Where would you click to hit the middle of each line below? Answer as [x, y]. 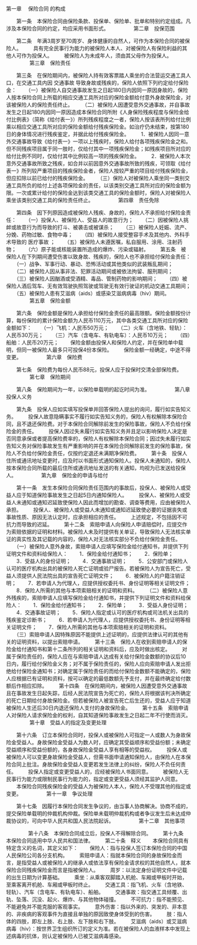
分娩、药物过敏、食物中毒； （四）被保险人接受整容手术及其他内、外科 [95, 234]
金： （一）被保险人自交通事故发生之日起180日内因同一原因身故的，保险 [97, 90]
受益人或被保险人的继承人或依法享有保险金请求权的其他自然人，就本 [108, 863]
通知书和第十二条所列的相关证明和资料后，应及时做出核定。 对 [107, 649]
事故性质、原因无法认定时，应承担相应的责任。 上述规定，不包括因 [91, 517]
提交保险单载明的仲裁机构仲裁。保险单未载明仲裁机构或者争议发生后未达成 [96, 814]
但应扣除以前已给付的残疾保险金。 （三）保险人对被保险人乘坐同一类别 [95, 178]
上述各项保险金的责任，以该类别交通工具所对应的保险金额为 [119, 185]
